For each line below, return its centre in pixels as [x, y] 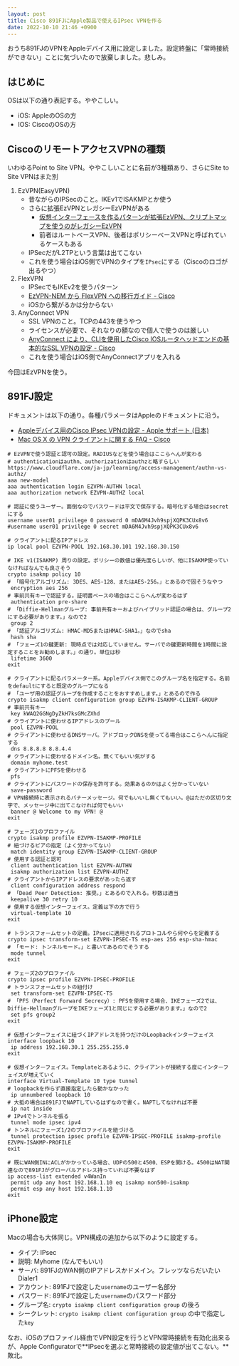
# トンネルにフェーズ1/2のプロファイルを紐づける [71, 1130]
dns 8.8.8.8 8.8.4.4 [41, 749]
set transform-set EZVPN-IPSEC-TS [62, 993]
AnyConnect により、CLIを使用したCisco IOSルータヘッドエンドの [126, 339]
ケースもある [64, 244]
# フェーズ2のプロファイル [41, 973]
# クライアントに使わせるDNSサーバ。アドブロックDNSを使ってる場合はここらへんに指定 [118, 735]
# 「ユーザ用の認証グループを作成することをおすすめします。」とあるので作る [104, 693]
